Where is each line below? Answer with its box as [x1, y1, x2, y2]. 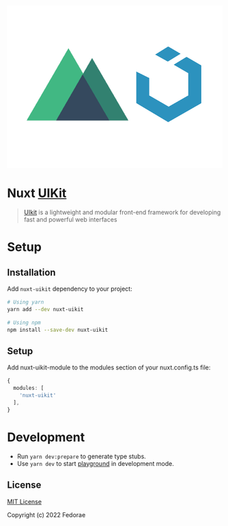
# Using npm [7, 319, 41, 326]
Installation [7, 266, 56, 278]
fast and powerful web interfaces [23, 215, 117, 224]
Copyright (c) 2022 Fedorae [7, 510, 86, 518]
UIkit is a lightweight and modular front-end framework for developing [23, 208, 221, 217]
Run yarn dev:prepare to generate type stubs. [16, 452, 147, 460]
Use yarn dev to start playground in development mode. [16, 459, 174, 467]
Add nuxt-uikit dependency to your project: [7, 285, 132, 293]
